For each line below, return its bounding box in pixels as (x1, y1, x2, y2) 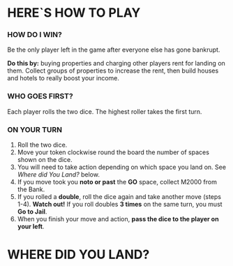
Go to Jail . (17, 207, 47, 216)
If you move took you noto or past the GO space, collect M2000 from (17, 178, 218, 186)
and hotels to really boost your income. (7, 74, 120, 82)
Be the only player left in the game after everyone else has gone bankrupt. (7, 45, 220, 54)
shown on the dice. (17, 156, 73, 164)
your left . (17, 222, 45, 231)
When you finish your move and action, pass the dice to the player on (17, 215, 219, 223)
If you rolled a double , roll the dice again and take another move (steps (17, 193, 222, 201)
